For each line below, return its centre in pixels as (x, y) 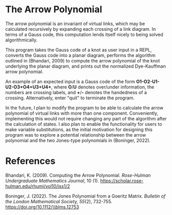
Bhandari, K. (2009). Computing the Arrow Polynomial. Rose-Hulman (78, 175)
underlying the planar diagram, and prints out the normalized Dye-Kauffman (85, 66)
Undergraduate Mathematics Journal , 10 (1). (52, 181)
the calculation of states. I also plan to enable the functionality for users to (84, 124)
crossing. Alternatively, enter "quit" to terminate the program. (70, 98)
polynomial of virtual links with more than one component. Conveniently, (82, 113)
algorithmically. (21, 40)
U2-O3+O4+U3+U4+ (28, 87)
